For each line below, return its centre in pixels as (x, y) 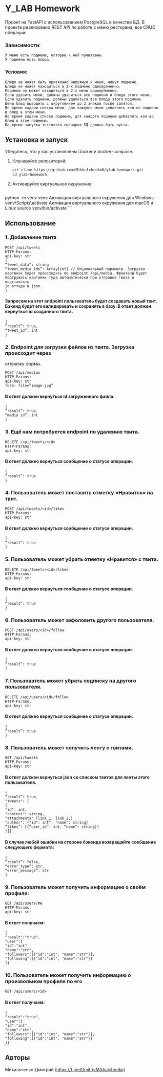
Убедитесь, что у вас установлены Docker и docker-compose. (69, 152)
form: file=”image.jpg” (29, 386)
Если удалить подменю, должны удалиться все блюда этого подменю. (74, 99)
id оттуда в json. (24, 286)
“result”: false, (23, 862)
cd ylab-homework (30, 175)
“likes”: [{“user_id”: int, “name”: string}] (52, 827)
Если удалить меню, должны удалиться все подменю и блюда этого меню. (78, 95)
